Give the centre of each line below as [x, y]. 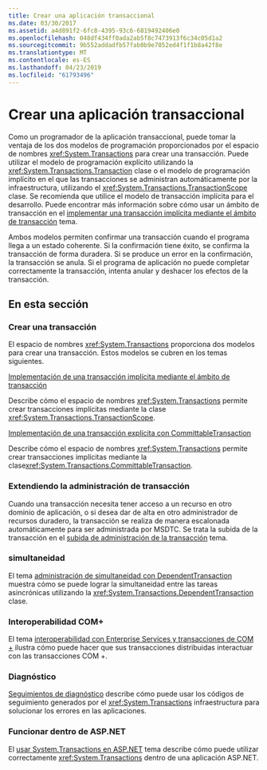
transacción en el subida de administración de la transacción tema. [118, 537]
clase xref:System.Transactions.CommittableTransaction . [100, 466]
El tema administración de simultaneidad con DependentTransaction [120, 575]
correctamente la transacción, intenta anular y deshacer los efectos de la [128, 270]
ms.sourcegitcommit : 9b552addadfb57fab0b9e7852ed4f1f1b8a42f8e [116, 45]
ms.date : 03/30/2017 [43, 23]
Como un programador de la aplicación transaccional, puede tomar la [122, 136]
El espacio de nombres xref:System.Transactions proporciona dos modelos [132, 345]
